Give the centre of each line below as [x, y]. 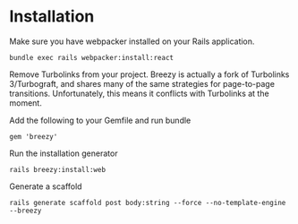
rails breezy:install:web [57, 169]
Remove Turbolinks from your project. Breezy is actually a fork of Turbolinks [149, 74]
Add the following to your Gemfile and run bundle [100, 120]
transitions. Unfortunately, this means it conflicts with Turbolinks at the [140, 93]
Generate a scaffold [46, 186]
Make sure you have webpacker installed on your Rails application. [132, 41]
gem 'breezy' [34, 136]
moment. [26, 103]
